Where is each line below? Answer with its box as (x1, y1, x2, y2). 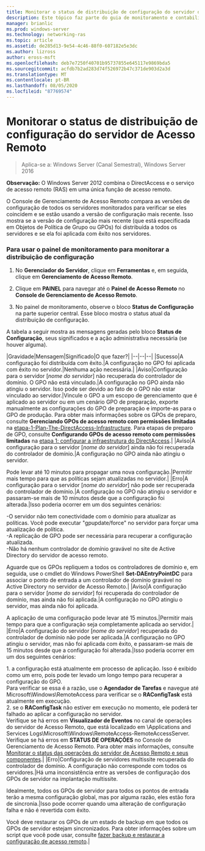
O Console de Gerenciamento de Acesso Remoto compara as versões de (6, 197, 190, 205)
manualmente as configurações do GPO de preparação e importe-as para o (6, 405, 196, 412)
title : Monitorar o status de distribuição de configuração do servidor (6, 9, 195, 15)
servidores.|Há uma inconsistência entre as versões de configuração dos (6, 769, 190, 776)
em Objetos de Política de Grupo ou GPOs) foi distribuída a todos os (6, 223, 178, 231)
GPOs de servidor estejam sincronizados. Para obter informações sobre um (6, 825, 196, 832)
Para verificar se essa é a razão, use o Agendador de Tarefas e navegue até (6, 684, 199, 692)
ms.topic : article (6, 37, 53, 43)
